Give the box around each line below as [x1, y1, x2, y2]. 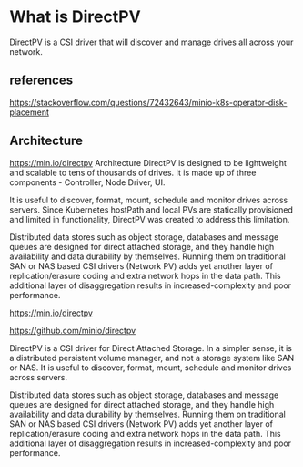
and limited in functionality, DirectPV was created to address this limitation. [9, 213, 290, 224]
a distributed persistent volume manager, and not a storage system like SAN [9, 352, 295, 363]
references [9, 73, 74, 88]
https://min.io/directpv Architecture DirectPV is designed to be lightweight [9, 157, 287, 168]
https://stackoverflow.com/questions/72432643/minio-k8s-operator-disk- [9, 97, 288, 108]
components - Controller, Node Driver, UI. [9, 176, 166, 188]
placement [9, 107, 50, 118]
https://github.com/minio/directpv [9, 325, 136, 336]
